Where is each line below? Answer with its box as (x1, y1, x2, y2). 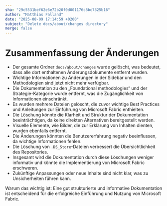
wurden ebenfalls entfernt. (12, 128, 67, 134)
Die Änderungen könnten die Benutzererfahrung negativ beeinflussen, (12, 133, 157, 139)
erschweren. (12, 165, 38, 171)
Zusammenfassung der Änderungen (5, 47, 160, 59)
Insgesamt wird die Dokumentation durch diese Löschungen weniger (12, 154, 154, 160)
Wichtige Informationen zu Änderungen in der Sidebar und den (12, 74, 142, 80)
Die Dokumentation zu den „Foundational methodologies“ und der (12, 85, 148, 91)
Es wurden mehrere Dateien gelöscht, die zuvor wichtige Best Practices (12, 101, 160, 107)
